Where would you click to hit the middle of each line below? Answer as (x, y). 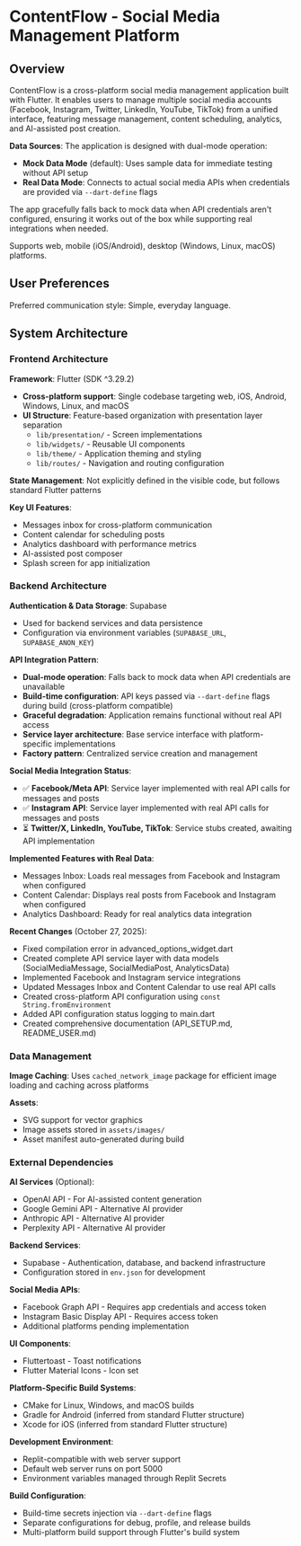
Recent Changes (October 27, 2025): (78, 931)
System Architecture (69, 334)
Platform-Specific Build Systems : (73, 1388)
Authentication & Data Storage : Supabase (89, 605)
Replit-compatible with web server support (102, 1459)
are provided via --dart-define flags (90, 192)
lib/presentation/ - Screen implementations (119, 434)
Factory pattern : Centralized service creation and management (140, 753)
